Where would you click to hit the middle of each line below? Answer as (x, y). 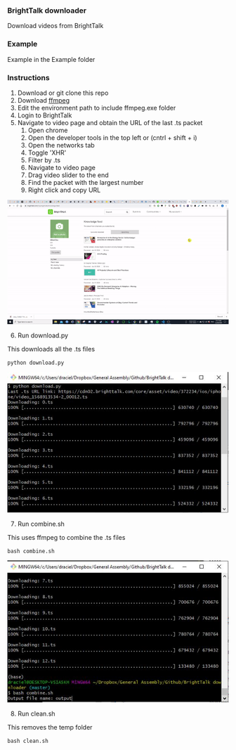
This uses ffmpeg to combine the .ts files (66, 537)
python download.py (36, 363)
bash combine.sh (31, 551)
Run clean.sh (36, 713)
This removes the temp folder (50, 727)
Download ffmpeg (44, 100)
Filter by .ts (44, 160)
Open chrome (48, 130)
